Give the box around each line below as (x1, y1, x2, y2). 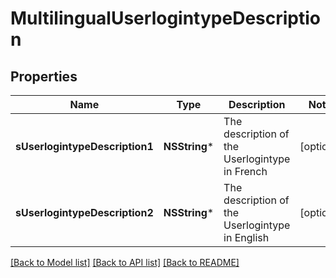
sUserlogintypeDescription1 (15, 140, 154, 153)
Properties (10, 68, 78, 85)
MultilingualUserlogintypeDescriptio (10, 7, 321, 30)
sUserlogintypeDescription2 (15, 206, 154, 219)
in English (223, 231, 270, 244)
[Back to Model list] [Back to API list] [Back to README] (10, 257, 240, 268)
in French (223, 165, 268, 178)
